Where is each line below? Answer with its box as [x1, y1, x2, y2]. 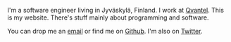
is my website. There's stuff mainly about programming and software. [7, 13, 209, 22]
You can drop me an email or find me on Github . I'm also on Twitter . [7, 27, 203, 35]
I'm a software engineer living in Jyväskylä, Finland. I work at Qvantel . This [7, 6, 224, 14]
